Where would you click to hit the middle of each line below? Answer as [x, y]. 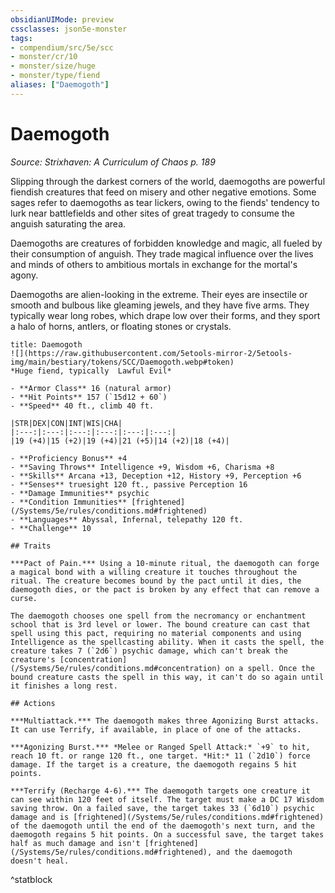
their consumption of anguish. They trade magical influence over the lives [162, 253]
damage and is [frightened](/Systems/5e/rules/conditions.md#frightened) [167, 817]
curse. [24, 598]
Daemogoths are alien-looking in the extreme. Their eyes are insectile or [159, 294]
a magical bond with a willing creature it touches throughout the [154, 572]
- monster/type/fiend [55, 76]
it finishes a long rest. [64, 686]
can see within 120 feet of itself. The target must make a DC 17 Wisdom [167, 799]
